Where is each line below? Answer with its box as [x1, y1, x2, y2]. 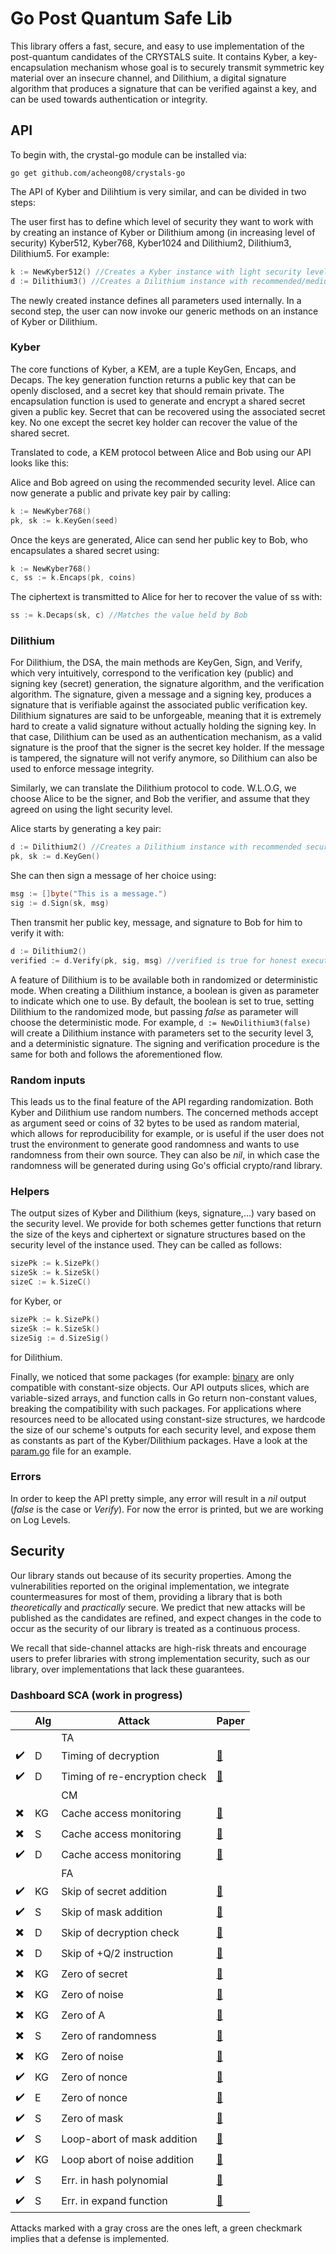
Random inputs [10, 1073, 86, 1087]
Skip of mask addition [61, 1905, 163, 1919]
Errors [10, 1470, 42, 1484]
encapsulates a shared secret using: [10, 544, 160, 556]
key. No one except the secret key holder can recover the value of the [10, 416, 298, 428]
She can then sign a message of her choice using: [10, 870, 217, 882]
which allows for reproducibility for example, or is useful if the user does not [10, 1128, 325, 1140]
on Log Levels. [10, 1513, 71, 1526]
